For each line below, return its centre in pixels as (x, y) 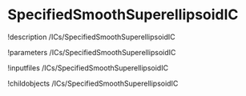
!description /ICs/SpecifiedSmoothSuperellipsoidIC (91, 37)
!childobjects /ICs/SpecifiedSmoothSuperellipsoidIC (93, 83)
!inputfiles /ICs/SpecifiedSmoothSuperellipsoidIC (88, 68)
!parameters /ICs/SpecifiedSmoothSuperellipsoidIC (92, 52)
